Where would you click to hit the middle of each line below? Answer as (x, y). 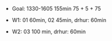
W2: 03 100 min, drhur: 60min (49, 31)
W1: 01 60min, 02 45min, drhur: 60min (59, 20)
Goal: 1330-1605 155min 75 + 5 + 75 (56, 9)
